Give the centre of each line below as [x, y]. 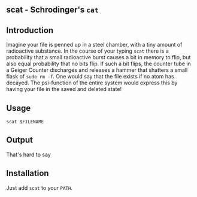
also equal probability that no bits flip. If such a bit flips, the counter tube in [99, 64]
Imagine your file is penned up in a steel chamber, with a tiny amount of [94, 45]
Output [19, 140]
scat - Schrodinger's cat [52, 10]
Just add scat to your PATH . [40, 187]
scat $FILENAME [25, 122]
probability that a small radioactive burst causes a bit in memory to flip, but [99, 57]
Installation [28, 173]
